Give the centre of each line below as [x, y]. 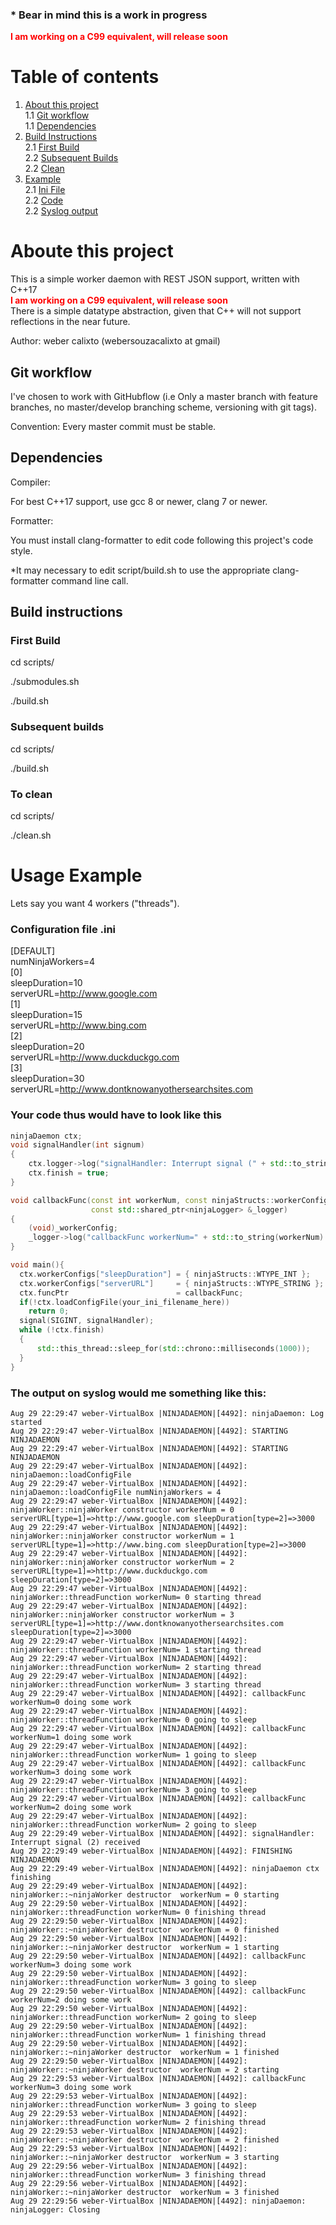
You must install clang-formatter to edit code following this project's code [162, 540]
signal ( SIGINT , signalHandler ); [87, 1321]
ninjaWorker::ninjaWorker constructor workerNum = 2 [122, 1562]
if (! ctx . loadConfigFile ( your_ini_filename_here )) [124, 1302]
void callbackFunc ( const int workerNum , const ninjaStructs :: [142, 1200]
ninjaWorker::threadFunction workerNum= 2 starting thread [136, 1667]
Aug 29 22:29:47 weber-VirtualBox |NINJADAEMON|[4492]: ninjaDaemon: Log [167, 1413]
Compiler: [30, 482]
